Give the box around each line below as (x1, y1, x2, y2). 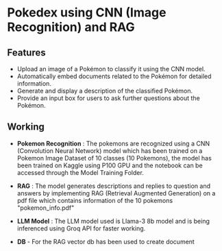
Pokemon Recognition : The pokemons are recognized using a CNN (16, 139, 210, 147)
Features (7, 47, 46, 58)
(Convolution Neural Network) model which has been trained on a (16, 146, 203, 155)
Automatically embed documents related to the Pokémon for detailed (16, 72, 212, 80)
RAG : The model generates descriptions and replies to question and (16, 182, 211, 190)
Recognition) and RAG (7, 19, 135, 35)
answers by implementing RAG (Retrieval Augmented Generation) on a (16, 189, 216, 197)
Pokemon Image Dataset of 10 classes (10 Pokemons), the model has (16, 154, 212, 162)
